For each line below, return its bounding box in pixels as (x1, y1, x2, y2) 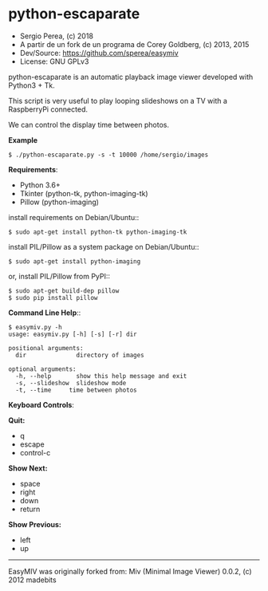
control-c (19, 447, 51, 457)
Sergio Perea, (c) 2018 (19, 31, 94, 41)
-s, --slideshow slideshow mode (15, 379, 127, 387)
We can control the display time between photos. (8, 120, 170, 129)
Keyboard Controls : (8, 400, 74, 409)
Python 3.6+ (19, 180, 61, 190)
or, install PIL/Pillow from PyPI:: (8, 271, 110, 281)
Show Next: (8, 463, 48, 473)
